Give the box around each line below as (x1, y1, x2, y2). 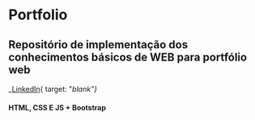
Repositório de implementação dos (8, 38, 189, 52)
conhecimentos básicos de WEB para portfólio (8, 50, 248, 64)
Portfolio (8, 6, 68, 24)
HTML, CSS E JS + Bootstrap (8, 102, 107, 112)
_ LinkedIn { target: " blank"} (8, 85, 97, 93)
